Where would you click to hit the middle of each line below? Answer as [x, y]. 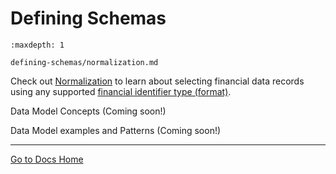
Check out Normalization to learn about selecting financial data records [157, 81]
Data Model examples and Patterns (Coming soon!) [116, 130]
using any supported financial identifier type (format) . [121, 91]
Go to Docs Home [47, 159]
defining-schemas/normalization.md [84, 62]
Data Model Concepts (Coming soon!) [88, 111]
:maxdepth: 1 [37, 45]
